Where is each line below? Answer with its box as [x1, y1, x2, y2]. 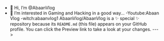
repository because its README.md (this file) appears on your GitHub [9, 21, 147, 27]
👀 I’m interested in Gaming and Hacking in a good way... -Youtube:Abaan [9, 10, 160, 16]
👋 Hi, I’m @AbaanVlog [9, 5, 55, 10]
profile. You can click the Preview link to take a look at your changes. [9, 26, 152, 32]
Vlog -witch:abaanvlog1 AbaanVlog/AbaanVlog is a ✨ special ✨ [9, 15, 140, 21]
